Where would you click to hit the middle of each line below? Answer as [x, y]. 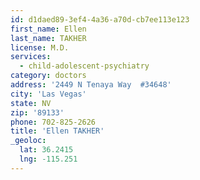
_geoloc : [28, 141]
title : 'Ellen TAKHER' [57, 131]
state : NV [31, 103]
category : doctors [48, 76]
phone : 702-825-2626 [53, 122]
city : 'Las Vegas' [48, 94]
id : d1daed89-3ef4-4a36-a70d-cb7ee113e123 [100, 19]
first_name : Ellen [48, 29]
